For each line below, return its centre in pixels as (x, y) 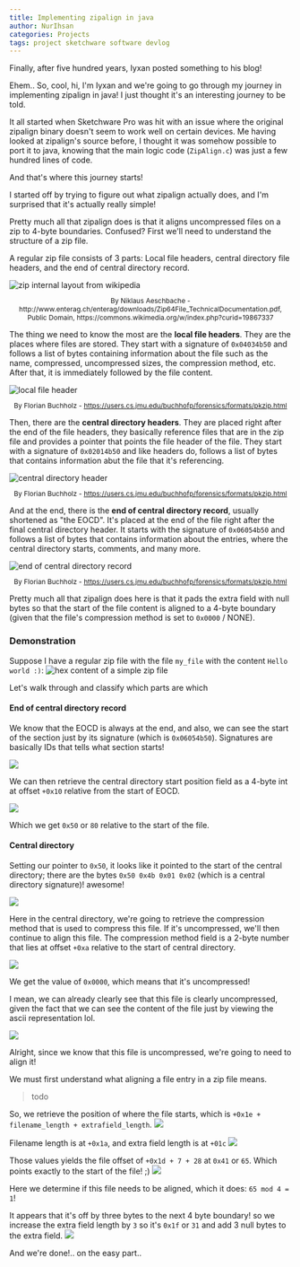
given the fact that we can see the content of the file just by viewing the (141, 1008)
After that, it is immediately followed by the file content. (111, 372)
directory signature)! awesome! (67, 884)
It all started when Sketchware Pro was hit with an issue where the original (146, 122)
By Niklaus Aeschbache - (150, 301)
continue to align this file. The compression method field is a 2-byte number (149, 938)
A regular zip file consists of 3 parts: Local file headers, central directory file (150, 258)
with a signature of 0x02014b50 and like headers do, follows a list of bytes (143, 451)
